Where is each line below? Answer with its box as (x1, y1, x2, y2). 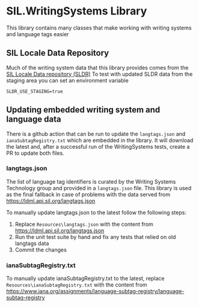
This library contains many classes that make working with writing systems (6, 24, 192, 31)
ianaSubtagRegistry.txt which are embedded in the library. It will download (6, 137, 194, 144)
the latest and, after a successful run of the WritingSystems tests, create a (6, 143, 190, 150)
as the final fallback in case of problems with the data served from (6, 191, 170, 198)
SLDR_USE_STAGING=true (6, 88, 63, 95)
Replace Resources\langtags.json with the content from (14, 220, 153, 228)
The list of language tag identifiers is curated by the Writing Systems (6, 178, 176, 185)
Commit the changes (14, 246, 67, 253)
